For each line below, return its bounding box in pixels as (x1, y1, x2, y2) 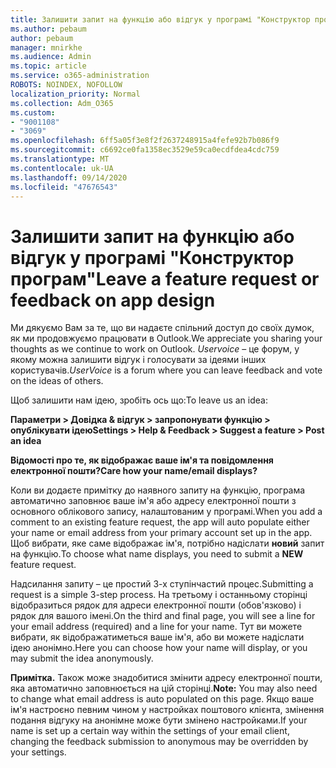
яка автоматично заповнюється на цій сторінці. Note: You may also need (10, 682, 318, 695)
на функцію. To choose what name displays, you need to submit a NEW (10, 548, 304, 560)
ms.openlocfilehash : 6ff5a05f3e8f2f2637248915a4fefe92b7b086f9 (10, 136, 280, 146)
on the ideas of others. (10, 375, 104, 387)
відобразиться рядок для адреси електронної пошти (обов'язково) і (10, 599, 302, 611)
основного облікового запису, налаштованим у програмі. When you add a (10, 506, 323, 518)
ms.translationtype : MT (10, 154, 110, 164)
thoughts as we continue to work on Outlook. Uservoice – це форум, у (10, 343, 300, 355)
